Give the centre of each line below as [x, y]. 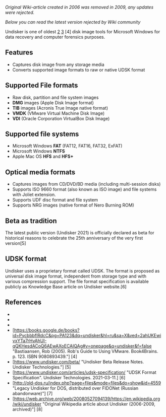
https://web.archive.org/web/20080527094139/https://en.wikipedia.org [87, 399]
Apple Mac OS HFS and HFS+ [43, 156]
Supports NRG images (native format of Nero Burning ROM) [73, 205]
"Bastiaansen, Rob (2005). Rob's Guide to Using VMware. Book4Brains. [85, 351]
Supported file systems [42, 134]
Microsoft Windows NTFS [39, 151]
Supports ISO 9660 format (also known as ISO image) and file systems [84, 189]
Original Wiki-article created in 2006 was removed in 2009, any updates [79, 7]
